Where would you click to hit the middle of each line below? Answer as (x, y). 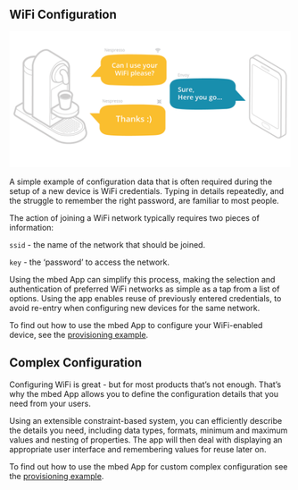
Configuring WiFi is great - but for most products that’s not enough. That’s (145, 384)
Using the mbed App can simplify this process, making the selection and (142, 279)
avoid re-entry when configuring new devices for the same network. (135, 308)
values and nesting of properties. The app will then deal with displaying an (146, 439)
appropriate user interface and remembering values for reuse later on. (138, 449)
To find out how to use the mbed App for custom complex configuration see (149, 466)
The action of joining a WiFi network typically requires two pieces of (135, 217)
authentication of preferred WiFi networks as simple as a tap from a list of (145, 289)
